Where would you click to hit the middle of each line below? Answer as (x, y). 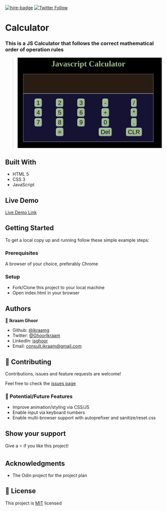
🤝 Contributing (28, 362)
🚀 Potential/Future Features (39, 396)
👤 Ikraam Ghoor (22, 321)
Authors (18, 308)
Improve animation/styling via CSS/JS (51, 407)
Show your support (36, 433)
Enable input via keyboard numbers (49, 413)
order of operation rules (35, 50)
